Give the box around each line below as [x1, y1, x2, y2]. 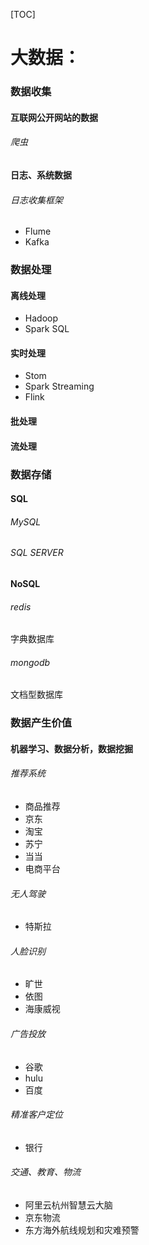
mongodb [10, 656, 51, 668]
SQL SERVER [10, 547, 64, 559]
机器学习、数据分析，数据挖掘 [10, 742, 133, 754]
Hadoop [24, 312, 58, 324]
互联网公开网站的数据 [10, 111, 98, 123]
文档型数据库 [10, 689, 63, 701]
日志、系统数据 [10, 169, 72, 181]
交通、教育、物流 [10, 1166, 81, 1178]
